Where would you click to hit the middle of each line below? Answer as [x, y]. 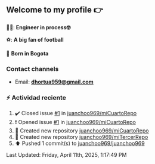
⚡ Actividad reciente [36, 98]
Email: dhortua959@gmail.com [54, 82]
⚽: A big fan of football [35, 39]
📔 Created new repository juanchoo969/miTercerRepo [81, 137]
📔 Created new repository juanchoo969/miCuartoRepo [82, 131]
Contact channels [32, 69]
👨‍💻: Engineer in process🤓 [38, 27]
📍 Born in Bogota [27, 53]
